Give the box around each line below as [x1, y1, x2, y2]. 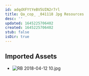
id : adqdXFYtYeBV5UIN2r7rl [5, 7, 60, 12]
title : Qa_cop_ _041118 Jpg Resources [5, 12, 84, 17]
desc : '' [5, 16, 23, 21]
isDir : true [5, 35, 29, 39]
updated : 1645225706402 [5, 20, 54, 26]
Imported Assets [5, 52, 57, 61]
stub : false [5, 30, 29, 35]
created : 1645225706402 [5, 25, 54, 30]
